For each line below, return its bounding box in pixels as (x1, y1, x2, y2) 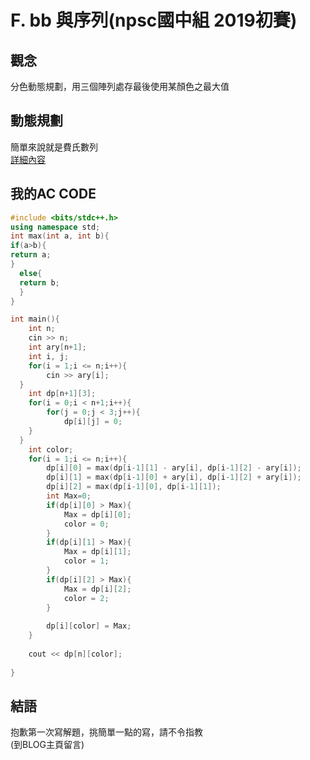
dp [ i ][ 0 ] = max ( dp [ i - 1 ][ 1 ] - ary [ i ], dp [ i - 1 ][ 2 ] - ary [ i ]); (46, 463, 302, 473)
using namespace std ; (10, 222, 101, 232)
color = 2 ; (63, 593, 110, 603)
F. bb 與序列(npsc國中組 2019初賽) (10, 9, 298, 32)
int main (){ (10, 314, 60, 325)
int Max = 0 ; (46, 491, 92, 501)
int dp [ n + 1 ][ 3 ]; (28, 389, 97, 399)
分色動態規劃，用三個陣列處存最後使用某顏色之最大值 (10, 81, 230, 92)
